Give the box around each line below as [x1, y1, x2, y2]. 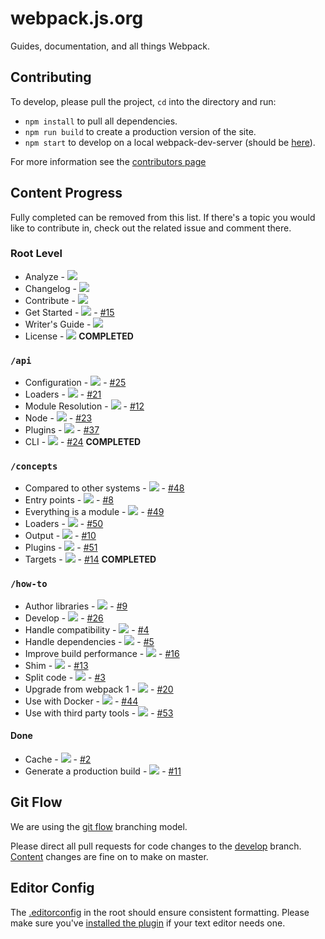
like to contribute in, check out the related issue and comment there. [10, 222, 292, 234]
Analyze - [24, 270, 65, 282]
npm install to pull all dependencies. [24, 115, 178, 127]
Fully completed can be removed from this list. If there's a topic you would [10, 211, 316, 223]
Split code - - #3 [24, 671, 106, 683]
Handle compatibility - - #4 [24, 623, 150, 636]
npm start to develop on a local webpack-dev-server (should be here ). [24, 136, 316, 148]
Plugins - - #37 [24, 424, 100, 436]
